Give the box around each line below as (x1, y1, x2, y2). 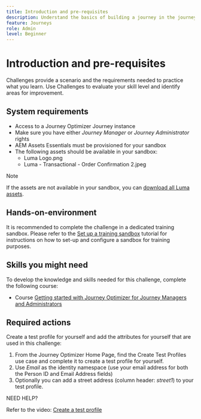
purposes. (6, 242, 32, 250)
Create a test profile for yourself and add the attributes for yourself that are (6, 333, 191, 341)
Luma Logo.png (23, 154, 63, 162)
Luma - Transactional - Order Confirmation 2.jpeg (23, 160, 147, 168)
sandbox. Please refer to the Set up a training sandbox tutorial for (6, 230, 167, 237)
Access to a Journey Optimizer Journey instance (14, 122, 136, 129)
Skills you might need (6, 260, 89, 270)
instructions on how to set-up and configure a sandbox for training (6, 236, 170, 243)
